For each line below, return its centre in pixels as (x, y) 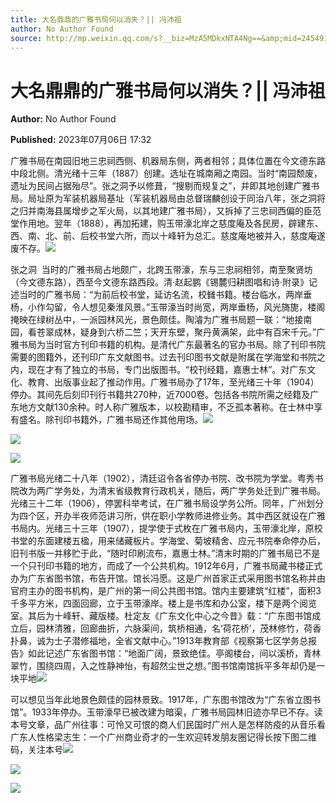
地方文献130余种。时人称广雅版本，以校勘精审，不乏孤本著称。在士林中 (166, 407)
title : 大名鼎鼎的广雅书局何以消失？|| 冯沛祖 (96, 19)
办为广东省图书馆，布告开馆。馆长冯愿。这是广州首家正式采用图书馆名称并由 (168, 578)
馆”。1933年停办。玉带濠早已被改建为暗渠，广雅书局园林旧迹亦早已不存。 (162, 712)
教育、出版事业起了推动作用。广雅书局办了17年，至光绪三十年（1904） (173, 382)
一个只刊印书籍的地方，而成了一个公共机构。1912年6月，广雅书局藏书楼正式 (166, 566)
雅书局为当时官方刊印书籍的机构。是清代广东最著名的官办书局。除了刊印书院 (168, 345)
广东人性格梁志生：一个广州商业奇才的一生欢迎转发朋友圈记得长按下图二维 (163, 737)
